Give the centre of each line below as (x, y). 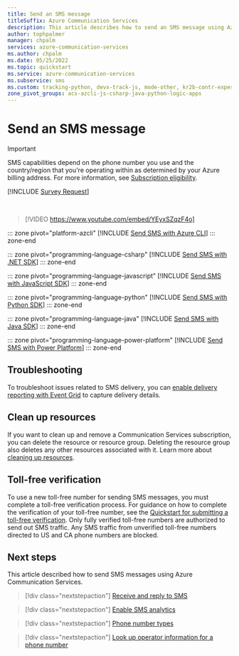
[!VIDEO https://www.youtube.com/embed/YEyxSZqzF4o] (110, 219)
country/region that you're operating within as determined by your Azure (114, 170)
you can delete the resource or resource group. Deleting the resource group (119, 442)
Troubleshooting (45, 370)
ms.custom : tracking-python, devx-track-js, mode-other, (94, 87)
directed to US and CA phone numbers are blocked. (83, 535)
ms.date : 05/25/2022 (38, 61)
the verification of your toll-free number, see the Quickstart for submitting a (118, 512)
